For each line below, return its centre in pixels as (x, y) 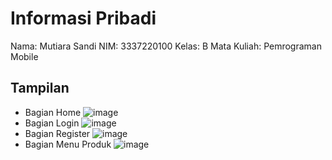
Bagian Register (57, 133)
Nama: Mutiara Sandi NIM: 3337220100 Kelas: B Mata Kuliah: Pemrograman (166, 46)
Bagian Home (53, 112)
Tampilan (40, 88)
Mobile (24, 56)
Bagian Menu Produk (68, 144)
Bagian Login (52, 123)
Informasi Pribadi (83, 18)
